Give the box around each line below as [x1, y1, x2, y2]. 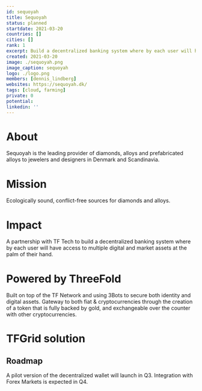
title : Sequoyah [6, 14, 47, 20]
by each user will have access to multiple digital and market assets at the [6, 244, 188, 251]
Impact [6, 218, 42, 232]
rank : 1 [6, 43, 26, 49]
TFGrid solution [6, 332, 85, 346]
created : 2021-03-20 [6, 54, 58, 60]
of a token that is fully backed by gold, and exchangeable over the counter [6, 304, 191, 312]
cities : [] [6, 37, 34, 43]
